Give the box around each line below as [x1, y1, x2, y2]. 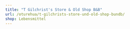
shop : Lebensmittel [5, 16, 46, 21]
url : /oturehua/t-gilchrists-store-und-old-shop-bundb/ [5, 12, 125, 17]
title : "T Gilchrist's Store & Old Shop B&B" [5, 7, 102, 12]
